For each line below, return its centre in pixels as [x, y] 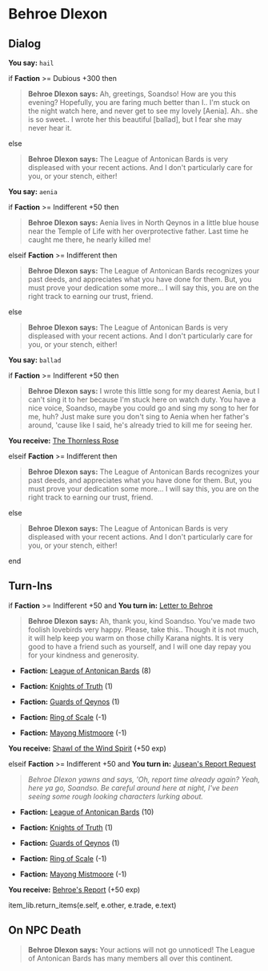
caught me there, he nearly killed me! [89, 240]
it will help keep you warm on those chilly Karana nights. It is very [136, 637]
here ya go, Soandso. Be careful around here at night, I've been [133, 787]
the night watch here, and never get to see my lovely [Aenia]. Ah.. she [143, 111]
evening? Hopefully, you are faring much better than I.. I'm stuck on [139, 102]
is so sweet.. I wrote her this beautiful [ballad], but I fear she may [135, 119]
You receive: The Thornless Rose [64, 441]
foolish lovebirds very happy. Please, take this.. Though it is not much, [143, 629]
